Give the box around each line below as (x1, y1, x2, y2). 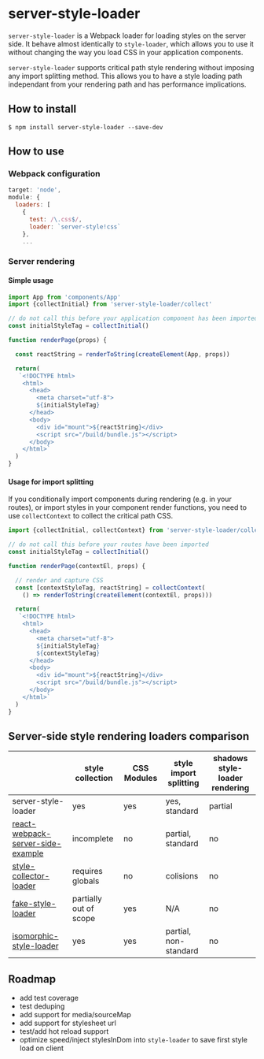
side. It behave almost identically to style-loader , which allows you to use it (8, 39, 254, 48)
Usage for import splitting (8, 477, 94, 486)
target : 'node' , (8, 186, 61, 194)
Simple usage (8, 275, 53, 284)
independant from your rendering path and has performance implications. (8, 80, 247, 89)
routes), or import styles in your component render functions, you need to (8, 503, 247, 512)
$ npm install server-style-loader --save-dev (8, 123, 163, 131)
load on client (19, 1043, 64, 1053)
